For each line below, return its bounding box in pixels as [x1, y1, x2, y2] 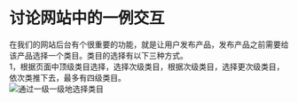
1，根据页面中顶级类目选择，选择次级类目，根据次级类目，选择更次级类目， [9, 61, 285, 72]
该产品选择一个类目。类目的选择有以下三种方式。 [9, 50, 188, 60]
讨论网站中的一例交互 [9, 8, 166, 28]
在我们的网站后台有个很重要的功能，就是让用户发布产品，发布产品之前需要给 [9, 39, 289, 50]
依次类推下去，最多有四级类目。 [9, 72, 126, 82]
